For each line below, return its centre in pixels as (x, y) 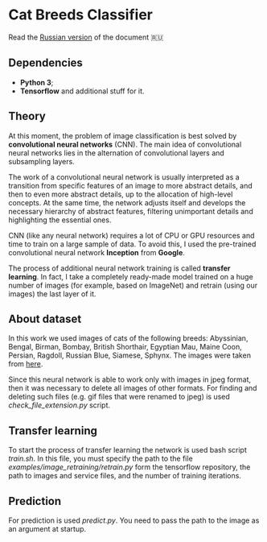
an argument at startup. (47, 529)
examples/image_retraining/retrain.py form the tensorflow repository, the (129, 467)
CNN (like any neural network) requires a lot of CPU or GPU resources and (131, 235)
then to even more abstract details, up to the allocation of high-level (121, 194)
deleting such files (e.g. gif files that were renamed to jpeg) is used (119, 397)
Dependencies (45, 63)
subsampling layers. (41, 161)
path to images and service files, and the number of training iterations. (125, 476)
